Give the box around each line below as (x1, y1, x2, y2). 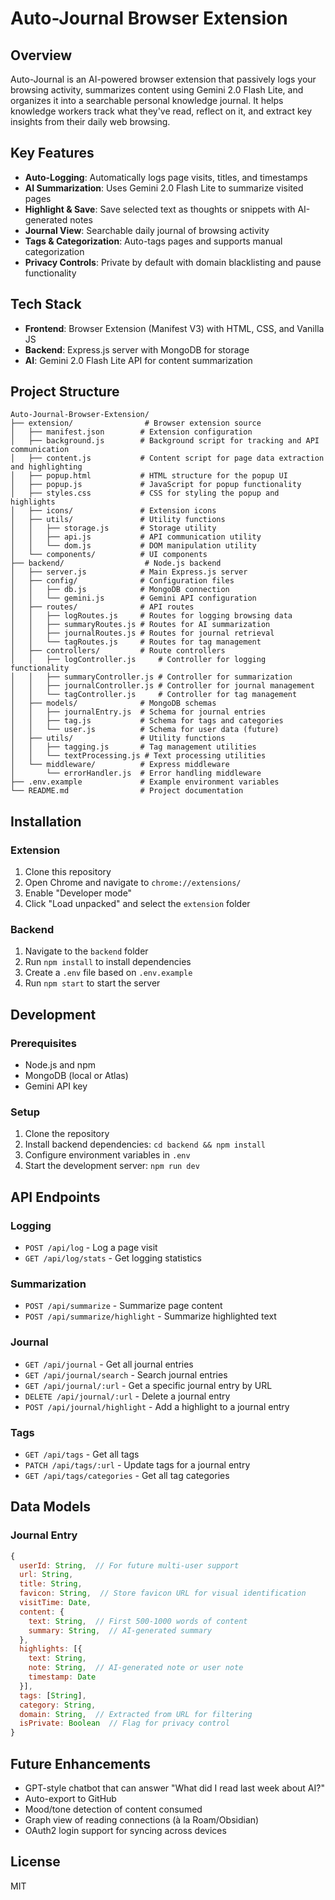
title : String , (19, 1579, 83, 1589)
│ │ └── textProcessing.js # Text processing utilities (10, 751, 267, 761)
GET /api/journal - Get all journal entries (24, 1358, 194, 1370)
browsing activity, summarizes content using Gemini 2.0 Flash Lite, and (10, 84, 304, 96)
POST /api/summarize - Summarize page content (24, 1300, 223, 1312)
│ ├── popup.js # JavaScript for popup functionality (10, 480, 302, 490)
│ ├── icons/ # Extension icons (10, 506, 217, 516)
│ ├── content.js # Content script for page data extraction (10, 453, 325, 464)
